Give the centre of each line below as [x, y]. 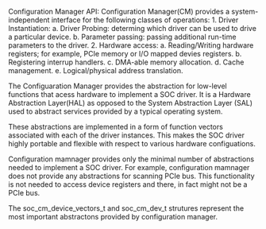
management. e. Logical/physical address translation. [96, 70]
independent [29, 20]
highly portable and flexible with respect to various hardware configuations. [132, 144]
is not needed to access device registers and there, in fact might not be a [128, 184]
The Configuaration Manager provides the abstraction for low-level [118, 86]
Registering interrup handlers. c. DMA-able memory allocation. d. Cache [126, 62]
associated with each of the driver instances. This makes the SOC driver [126, 135]
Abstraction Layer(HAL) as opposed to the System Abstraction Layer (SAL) [130, 103]
